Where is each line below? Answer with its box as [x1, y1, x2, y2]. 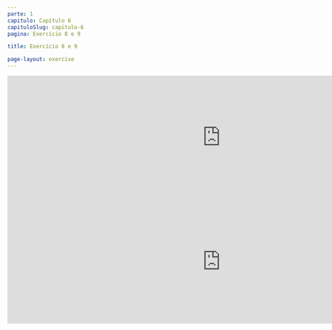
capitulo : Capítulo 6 [7, 17, 72, 24]
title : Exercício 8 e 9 [7, 43, 78, 50]
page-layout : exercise [7, 56, 74, 63]
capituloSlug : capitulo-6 [7, 23, 84, 31]
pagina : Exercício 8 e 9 [7, 30, 81, 38]
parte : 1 [7, 10, 33, 18]
